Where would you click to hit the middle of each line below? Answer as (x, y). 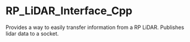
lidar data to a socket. (32, 33)
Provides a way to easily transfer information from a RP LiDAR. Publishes (95, 27)
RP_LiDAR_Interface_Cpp (69, 11)
